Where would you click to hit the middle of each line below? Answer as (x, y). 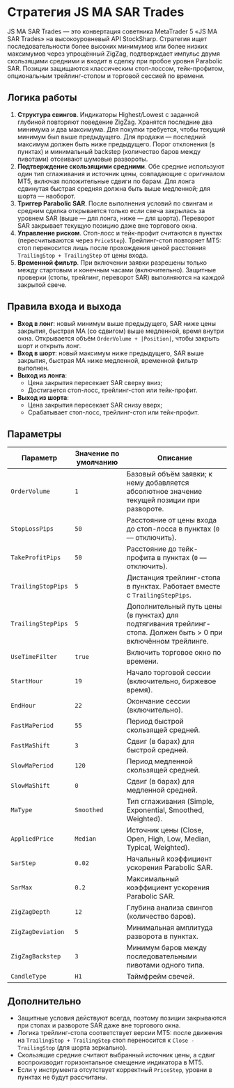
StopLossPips (32, 529)
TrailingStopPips (39, 586)
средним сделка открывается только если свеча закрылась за (111, 210)
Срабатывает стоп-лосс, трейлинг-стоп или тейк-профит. (114, 412)
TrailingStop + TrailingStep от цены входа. (83, 255)
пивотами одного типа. (165, 965)
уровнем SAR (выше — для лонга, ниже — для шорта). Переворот (116, 218)
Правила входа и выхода (64, 307)
